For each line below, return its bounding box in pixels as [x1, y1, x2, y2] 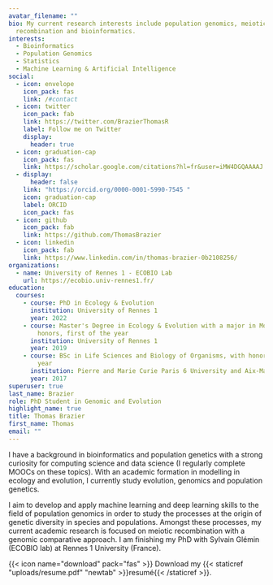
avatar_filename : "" [8, 11, 79, 20]
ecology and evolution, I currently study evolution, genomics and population [8, 475, 262, 485]
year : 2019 [29, 344, 67, 353]
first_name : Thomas [8, 420, 75, 428]
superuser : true [8, 382, 63, 390]
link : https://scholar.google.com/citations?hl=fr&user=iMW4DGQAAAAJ [23, 163, 264, 171]
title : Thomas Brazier [8, 412, 85, 421]
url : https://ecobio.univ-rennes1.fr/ [23, 276, 154, 284]
